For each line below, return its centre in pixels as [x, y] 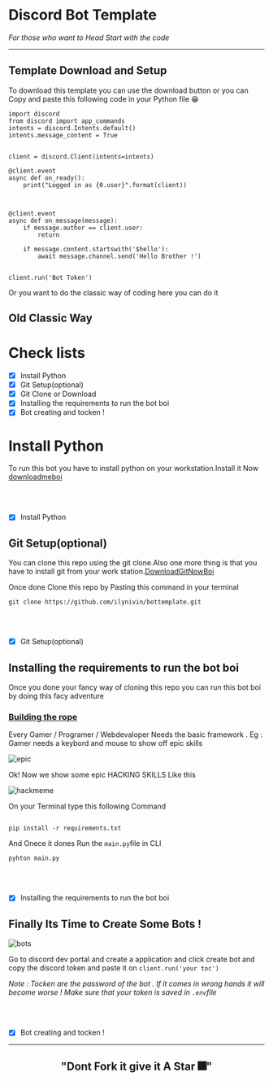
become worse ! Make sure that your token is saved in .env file [113, 992]
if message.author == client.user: [83, 228]
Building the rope [43, 717]
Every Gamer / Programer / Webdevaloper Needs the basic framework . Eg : [135, 734]
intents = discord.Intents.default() [72, 128]
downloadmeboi [35, 477]
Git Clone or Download [58, 394]
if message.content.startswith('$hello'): [96, 249]
